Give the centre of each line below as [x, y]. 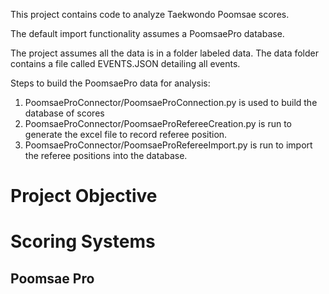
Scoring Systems [83, 241]
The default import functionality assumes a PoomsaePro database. [147, 33]
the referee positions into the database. [106, 155]
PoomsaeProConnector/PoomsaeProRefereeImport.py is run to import [168, 145]
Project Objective [84, 196]
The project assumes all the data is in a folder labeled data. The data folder [165, 53]
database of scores [64, 113]
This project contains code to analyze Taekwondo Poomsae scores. [150, 14]
